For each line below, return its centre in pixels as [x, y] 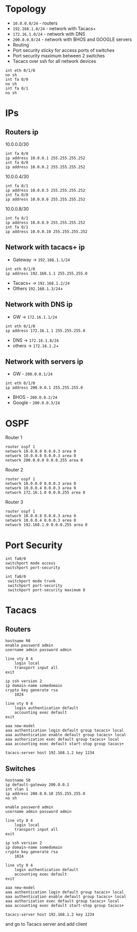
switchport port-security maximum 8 [46, 590]
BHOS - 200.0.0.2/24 [35, 397]
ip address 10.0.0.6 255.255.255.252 [45, 199]
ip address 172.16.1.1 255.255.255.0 [45, 330]
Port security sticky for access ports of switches [63, 50]
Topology [26, 9]
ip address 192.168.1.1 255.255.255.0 [46, 273]
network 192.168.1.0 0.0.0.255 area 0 [46, 525]
